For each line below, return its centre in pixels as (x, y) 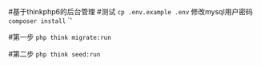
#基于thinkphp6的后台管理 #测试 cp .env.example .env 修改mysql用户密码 (131, 12)
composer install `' (40, 21)
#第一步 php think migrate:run (60, 37)
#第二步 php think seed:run (54, 54)
